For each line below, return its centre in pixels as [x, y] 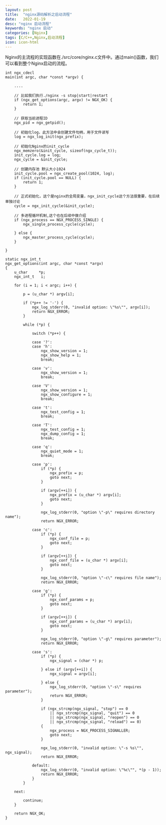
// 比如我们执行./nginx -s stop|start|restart [61, 95]
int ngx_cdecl [20, 73]
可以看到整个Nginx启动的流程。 [37, 63]
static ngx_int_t [23, 259]
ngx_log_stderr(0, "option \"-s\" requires [95, 687]
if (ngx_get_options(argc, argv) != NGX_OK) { [63, 100]
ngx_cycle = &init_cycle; [41, 159]
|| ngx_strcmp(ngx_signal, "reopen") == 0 [94, 717]
